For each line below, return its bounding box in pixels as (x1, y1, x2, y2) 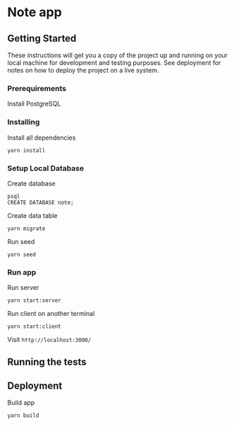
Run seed (7, 237, 35, 245)
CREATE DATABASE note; (7, 199, 74, 206)
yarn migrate (7, 225, 46, 232)
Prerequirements (7, 83, 67, 93)
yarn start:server (7, 297, 61, 304)
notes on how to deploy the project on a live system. (7, 66, 159, 74)
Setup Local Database (7, 163, 85, 173)
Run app (7, 267, 37, 277)
